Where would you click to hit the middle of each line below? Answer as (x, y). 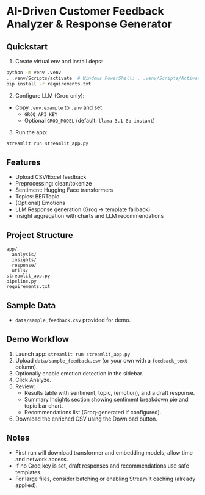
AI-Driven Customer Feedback (85, 11)
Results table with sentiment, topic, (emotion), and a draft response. (110, 392)
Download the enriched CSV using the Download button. (86, 419)
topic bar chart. (44, 406)
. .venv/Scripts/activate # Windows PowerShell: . (73, 78)
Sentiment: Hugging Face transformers (64, 190)
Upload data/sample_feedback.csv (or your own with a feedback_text (101, 360)
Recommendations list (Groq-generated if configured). (93, 412)
